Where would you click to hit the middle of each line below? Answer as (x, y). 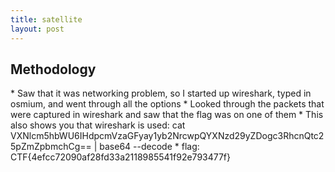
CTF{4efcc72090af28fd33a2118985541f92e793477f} (121, 157)
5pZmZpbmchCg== (51, 147)
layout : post (37, 29)
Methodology (53, 69)
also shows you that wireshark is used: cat (98, 125)
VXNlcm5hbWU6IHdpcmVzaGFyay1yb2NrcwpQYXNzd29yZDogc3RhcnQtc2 (167, 136)
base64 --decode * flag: (149, 147)
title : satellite (46, 19)
